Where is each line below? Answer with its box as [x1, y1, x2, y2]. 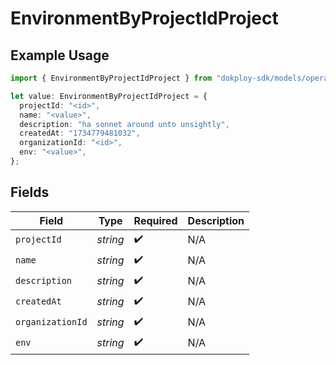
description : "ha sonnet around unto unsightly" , [19, 119, 230, 129]
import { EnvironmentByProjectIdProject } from [10, 73, 213, 83]
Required [133, 213, 178, 227]
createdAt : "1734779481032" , [19, 128, 141, 139]
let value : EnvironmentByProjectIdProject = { [10, 91, 208, 101]
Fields [10, 184, 50, 201]
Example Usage [10, 47, 110, 64]
